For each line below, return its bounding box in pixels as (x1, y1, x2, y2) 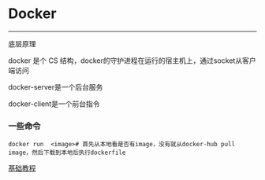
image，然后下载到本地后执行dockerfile (8, 149, 126, 157)
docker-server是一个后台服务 (8, 82, 103, 91)
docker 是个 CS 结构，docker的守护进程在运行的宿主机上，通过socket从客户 (8, 56, 256, 65)
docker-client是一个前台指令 (8, 99, 100, 108)
